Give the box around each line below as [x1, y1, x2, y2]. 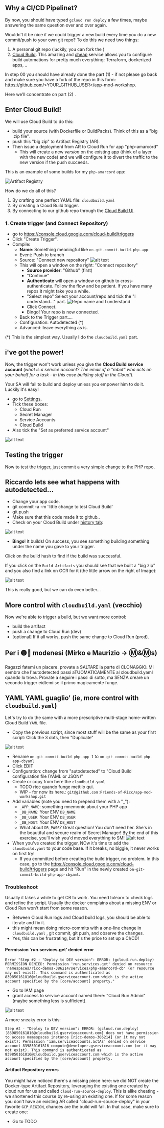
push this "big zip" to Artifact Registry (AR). [12, 138, 100, 144]
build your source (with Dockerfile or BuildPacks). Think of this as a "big [12, 128, 158, 134]
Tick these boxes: [12, 401, 48, 407]
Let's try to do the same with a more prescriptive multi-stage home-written [5, 715, 156, 720]
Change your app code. [12, 499, 60, 504]
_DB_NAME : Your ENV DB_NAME [19, 809, 76, 815]
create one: [5, 1109, 28, 1115]
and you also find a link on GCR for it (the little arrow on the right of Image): [5, 568, 157, 574]
